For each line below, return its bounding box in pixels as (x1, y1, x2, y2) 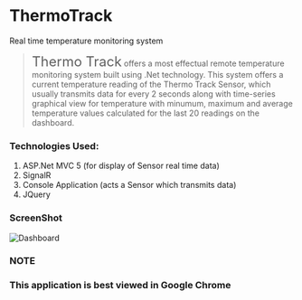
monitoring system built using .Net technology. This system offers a (31, 69, 284, 80)
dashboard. (31, 117, 75, 127)
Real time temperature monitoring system (9, 35, 164, 46)
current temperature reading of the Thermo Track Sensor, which (31, 79, 271, 89)
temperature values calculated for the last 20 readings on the (31, 108, 260, 118)
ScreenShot (9, 211, 63, 224)
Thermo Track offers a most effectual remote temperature (31, 52, 285, 70)
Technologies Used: (9, 139, 99, 152)
